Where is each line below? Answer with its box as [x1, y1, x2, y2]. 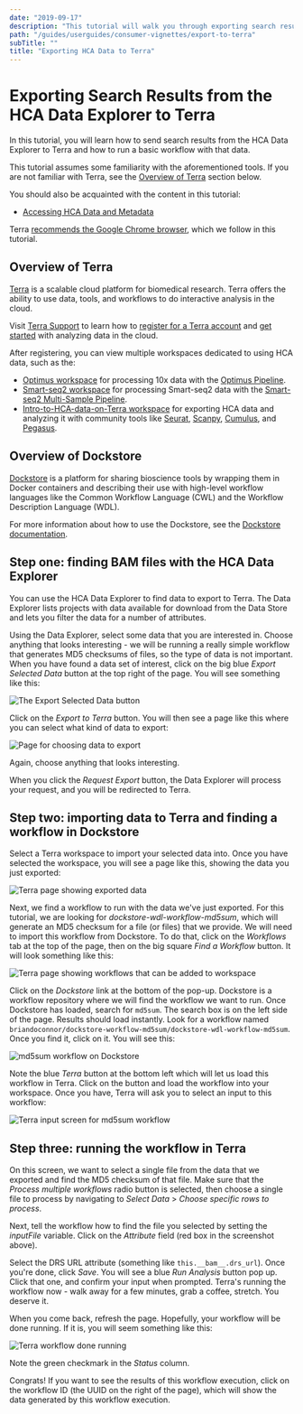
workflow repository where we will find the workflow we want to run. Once [9, 995, 287, 1006]
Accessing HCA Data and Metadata [22, 207, 154, 218]
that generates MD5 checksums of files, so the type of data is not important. [9, 648, 293, 659]
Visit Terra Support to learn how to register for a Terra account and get [9, 320, 272, 330]
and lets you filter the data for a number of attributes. [9, 611, 207, 623]
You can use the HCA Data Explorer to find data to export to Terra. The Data [9, 592, 291, 603]
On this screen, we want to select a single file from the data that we [9, 1165, 260, 1176]
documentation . [9, 528, 69, 539]
